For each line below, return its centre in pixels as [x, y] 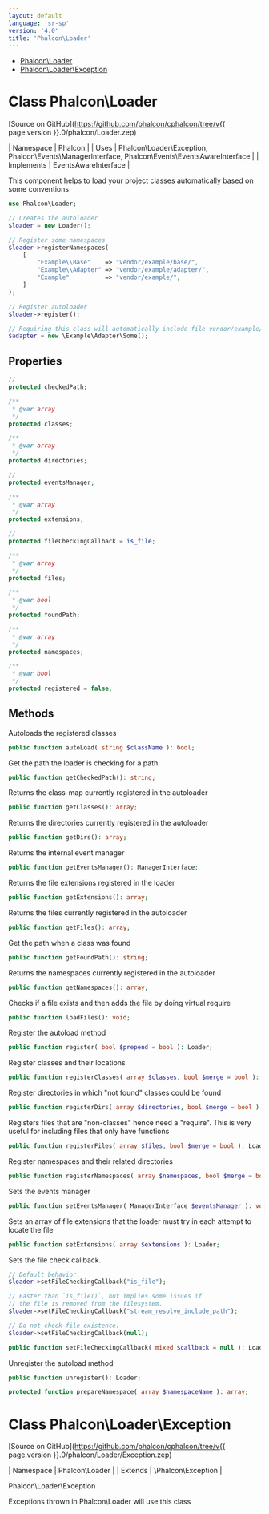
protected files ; [37, 578]
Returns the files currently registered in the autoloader [98, 912]
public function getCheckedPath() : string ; [82, 777]
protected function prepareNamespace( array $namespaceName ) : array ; [128, 1392]
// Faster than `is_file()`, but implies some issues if [105, 1296]
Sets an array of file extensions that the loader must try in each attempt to [130, 1221]
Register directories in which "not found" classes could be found [115, 1093]
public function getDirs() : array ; [68, 838]
